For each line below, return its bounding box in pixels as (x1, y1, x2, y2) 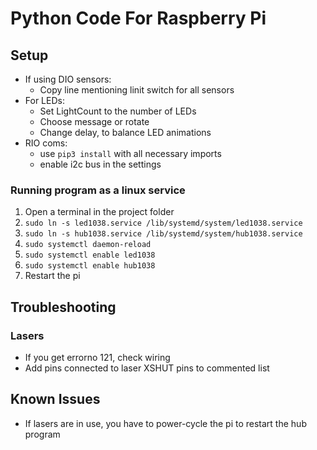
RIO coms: (24, 137, 68, 149)
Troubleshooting (10, 298, 117, 316)
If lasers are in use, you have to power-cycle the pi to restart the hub (24, 417, 307, 429)
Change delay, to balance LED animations (39, 127, 212, 138)
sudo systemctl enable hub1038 (24, 261, 156, 271)
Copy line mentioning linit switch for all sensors (39, 84, 235, 96)
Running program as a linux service (10, 183, 186, 197)
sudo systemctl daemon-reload (24, 240, 152, 250)
